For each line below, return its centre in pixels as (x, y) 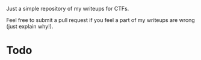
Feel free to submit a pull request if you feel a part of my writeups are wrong (101, 20)
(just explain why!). (30, 26)
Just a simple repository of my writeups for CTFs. (68, 9)
